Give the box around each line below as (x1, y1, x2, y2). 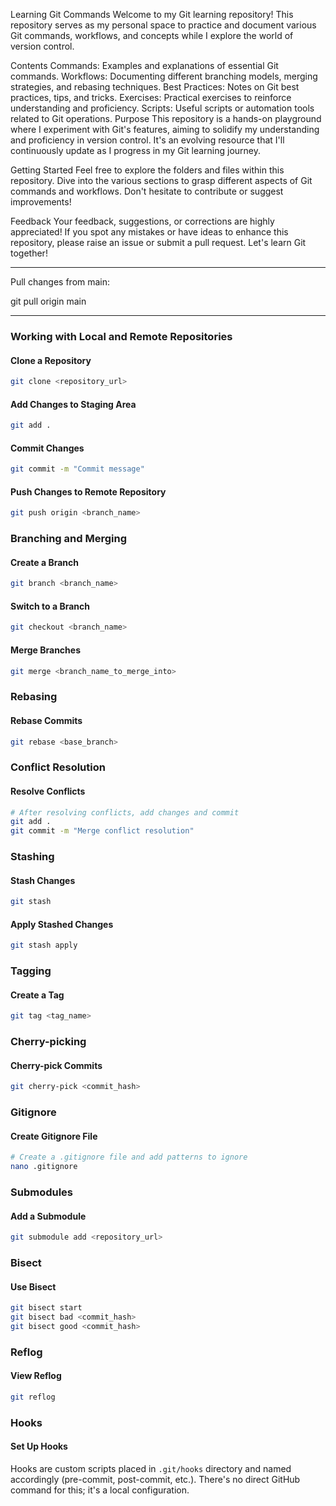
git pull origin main (10, 295, 87, 307)
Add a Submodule (10, 1210, 87, 1222)
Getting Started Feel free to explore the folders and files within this (10, 164, 285, 176)
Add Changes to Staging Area (10, 398, 137, 410)
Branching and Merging (10, 532, 127, 546)
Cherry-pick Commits (10, 1059, 103, 1071)
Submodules (10, 1185, 74, 1199)
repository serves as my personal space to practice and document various (10, 19, 317, 31)
